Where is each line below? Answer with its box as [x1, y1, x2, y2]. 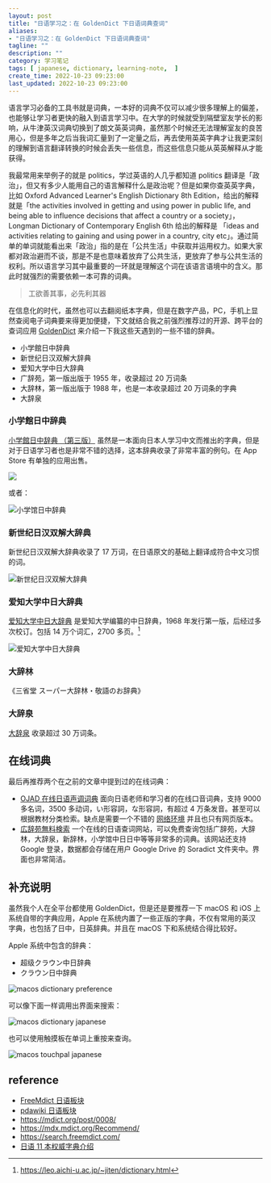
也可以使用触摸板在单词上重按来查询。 [8, 1034, 135, 1043]
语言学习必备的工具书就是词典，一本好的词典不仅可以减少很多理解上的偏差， [8, 103, 263, 112]
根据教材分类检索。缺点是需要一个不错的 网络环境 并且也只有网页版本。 [19, 814, 258, 824]
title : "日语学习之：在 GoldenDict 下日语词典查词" [8, 19, 169, 27]
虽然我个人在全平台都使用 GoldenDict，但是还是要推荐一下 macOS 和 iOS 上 [8, 904, 261, 913]
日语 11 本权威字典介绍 [19, 1142, 94, 1152]
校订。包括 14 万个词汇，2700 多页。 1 [15, 625, 141, 636]
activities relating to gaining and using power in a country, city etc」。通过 [8, 231, 252, 241]
